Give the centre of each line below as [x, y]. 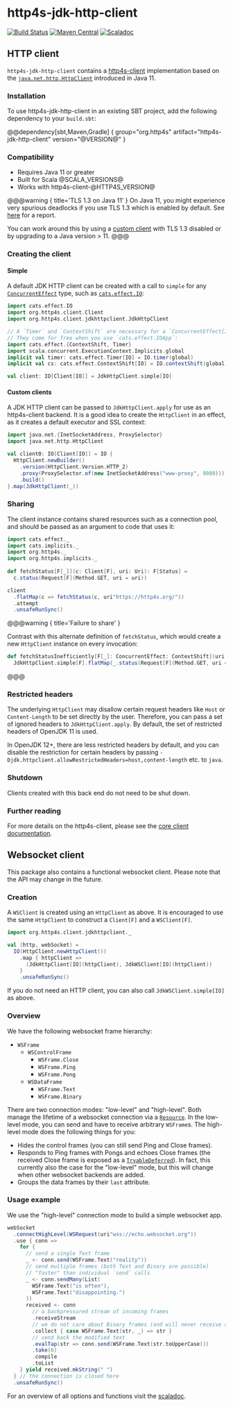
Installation [27, 96]
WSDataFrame [45, 1082]
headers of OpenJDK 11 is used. [53, 732]
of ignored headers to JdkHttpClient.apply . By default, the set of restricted [115, 724]
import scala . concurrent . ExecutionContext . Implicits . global [96, 351]
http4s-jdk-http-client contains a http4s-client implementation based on [113, 70]
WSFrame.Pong [57, 1075]
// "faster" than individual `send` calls [88, 1273]
